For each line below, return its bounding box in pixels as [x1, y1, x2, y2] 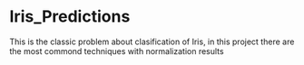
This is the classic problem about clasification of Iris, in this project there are [9, 36, 295, 47]
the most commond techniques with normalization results [9, 45, 224, 56]
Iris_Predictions [9, 6, 131, 27]
